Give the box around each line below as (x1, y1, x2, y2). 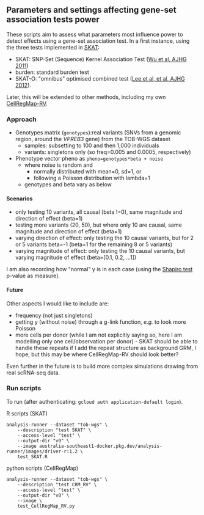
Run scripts (6, 384, 42, 393)
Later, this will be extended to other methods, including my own (6, 93, 166, 100)
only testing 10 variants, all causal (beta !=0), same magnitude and (15, 208, 183, 216)
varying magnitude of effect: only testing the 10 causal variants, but (15, 247, 185, 255)
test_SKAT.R (17, 453, 48, 460)
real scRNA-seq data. (6, 369, 60, 376)
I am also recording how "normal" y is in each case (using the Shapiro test (6, 266, 193, 273)
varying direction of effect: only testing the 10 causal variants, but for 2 (15, 235, 194, 242)
